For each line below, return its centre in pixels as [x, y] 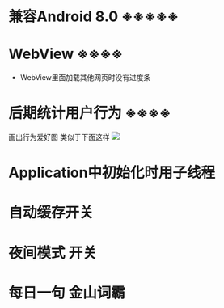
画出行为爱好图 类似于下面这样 [59, 137]
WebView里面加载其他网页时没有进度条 [85, 78]
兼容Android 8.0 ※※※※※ [94, 17]
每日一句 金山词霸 [67, 293]
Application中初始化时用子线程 [112, 173]
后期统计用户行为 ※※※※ [90, 113]
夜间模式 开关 [53, 253]
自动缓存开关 [51, 213]
